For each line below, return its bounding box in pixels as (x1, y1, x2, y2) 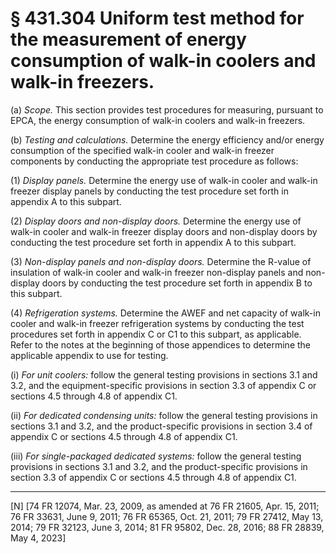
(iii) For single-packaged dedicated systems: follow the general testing (10, 450, 302, 462)
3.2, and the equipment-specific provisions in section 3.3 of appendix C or (10, 379, 317, 391)
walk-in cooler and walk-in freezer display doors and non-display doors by (10, 225, 318, 237)
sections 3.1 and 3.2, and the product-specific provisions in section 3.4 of (10, 420, 313, 432)
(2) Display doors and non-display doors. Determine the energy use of (10, 215, 302, 227)
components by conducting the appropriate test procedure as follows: (10, 155, 299, 167)
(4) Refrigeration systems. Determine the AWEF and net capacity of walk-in (10, 307, 321, 319)
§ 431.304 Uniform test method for (10, 7, 305, 30)
